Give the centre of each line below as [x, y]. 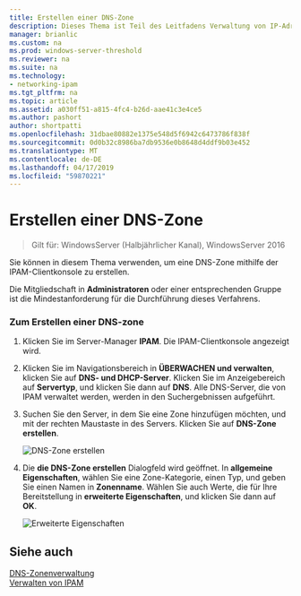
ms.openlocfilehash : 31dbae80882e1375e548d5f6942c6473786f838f [130, 134]
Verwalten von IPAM [47, 583]
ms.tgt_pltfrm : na [43, 92]
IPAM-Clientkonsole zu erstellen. [69, 272]
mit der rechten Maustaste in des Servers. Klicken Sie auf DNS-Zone [149, 424]
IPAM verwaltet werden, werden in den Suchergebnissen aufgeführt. [149, 397]
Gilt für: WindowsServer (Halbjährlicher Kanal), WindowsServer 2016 [158, 245]
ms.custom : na [36, 43]
